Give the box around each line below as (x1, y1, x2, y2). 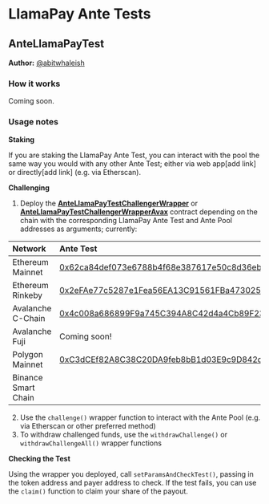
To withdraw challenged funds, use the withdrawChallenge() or (19, 429, 228, 439)
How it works (8, 78, 61, 89)
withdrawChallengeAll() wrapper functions (19, 438, 163, 448)
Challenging (8, 182, 50, 193)
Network (12, 242, 46, 254)
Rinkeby (12, 290, 42, 301)
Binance (12, 372, 43, 383)
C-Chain (12, 312, 46, 323)
